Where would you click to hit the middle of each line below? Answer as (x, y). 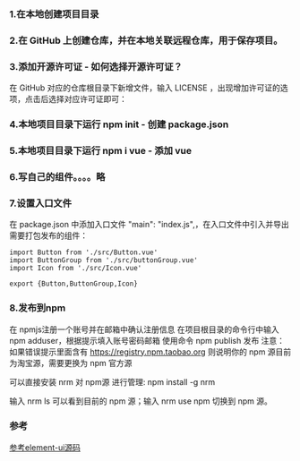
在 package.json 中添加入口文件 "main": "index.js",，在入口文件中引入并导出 (149, 225)
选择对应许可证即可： (87, 99)
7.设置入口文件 (41, 203)
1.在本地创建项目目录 (54, 13)
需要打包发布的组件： (48, 235)
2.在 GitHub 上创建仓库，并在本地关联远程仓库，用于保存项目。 (146, 40)
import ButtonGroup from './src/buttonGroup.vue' (104, 260)
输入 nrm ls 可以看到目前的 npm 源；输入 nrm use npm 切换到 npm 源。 (141, 401)
